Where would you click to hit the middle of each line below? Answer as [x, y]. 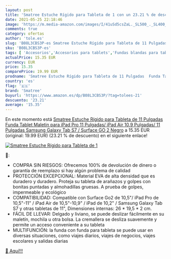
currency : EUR [20, 62]
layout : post [19, 10]
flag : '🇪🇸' [18, 86]
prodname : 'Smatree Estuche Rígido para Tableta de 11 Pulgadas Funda [83, 76]
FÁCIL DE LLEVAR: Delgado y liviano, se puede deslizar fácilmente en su [88, 214]
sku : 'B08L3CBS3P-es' [28, 48]
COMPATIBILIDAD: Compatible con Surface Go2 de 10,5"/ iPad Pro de [85, 198]
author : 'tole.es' [25, 39]
